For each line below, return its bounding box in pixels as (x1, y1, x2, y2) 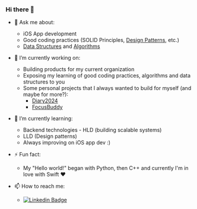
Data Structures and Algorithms (23, 43, 100, 50)
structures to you (23, 78, 65, 85)
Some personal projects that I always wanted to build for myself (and (23, 85, 192, 92)
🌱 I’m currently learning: (14, 115, 73, 122)
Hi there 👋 (5, 5, 35, 14)
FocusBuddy (31, 104, 63, 111)
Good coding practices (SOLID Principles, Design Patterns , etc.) (23, 37, 179, 44)
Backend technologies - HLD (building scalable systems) (23, 127, 162, 134)
